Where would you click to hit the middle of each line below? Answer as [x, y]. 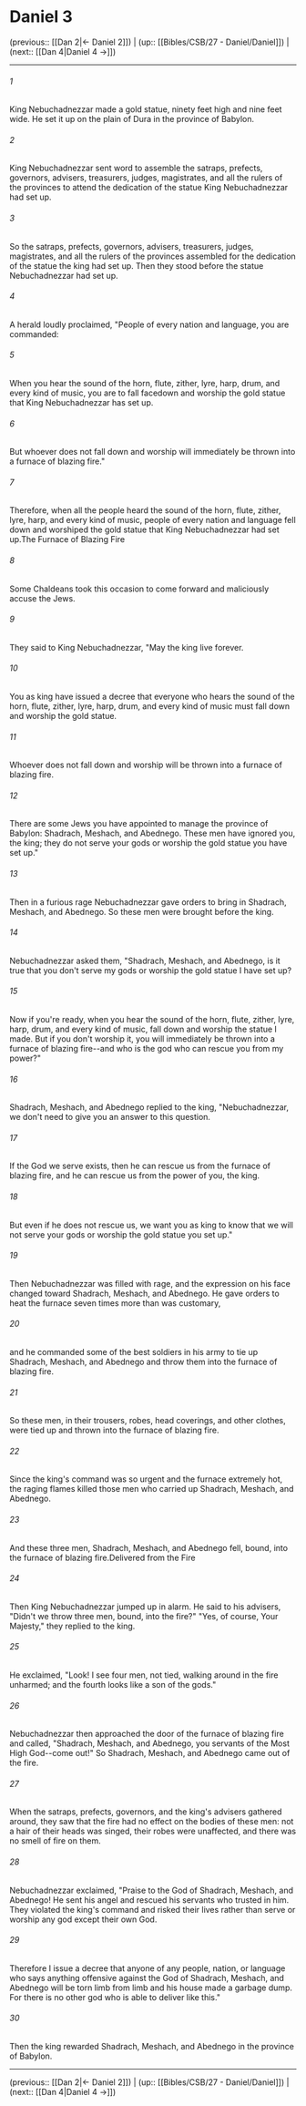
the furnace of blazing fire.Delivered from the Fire [102, 1557]
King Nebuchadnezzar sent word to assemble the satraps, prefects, [136, 168]
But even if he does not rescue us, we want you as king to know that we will [152, 1225]
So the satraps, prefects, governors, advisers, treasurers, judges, [132, 246]
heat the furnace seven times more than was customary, [115, 1303]
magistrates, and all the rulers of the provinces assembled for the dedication [153, 256]
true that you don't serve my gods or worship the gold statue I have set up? [151, 970]
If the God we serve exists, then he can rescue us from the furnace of [140, 1166]
